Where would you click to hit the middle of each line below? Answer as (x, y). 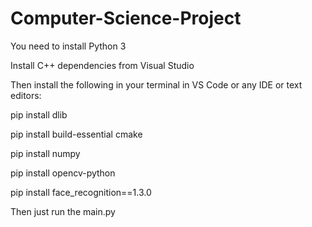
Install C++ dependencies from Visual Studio (102, 65)
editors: (26, 95)
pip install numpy (45, 153)
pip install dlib (39, 114)
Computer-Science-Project (126, 18)
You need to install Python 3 (68, 46)
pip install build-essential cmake (76, 134)
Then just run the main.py (63, 211)
